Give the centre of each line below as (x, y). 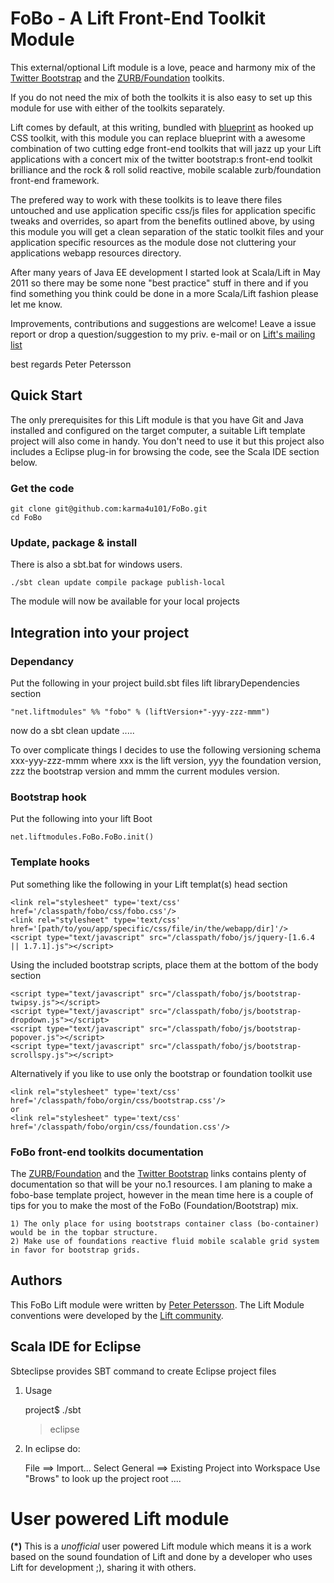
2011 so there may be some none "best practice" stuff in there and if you (159, 283)
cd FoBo (26, 518)
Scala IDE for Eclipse (76, 1347)
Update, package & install (74, 542)
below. (24, 462)
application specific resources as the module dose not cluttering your (153, 242)
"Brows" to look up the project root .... (103, 1478)
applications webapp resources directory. (96, 253)
